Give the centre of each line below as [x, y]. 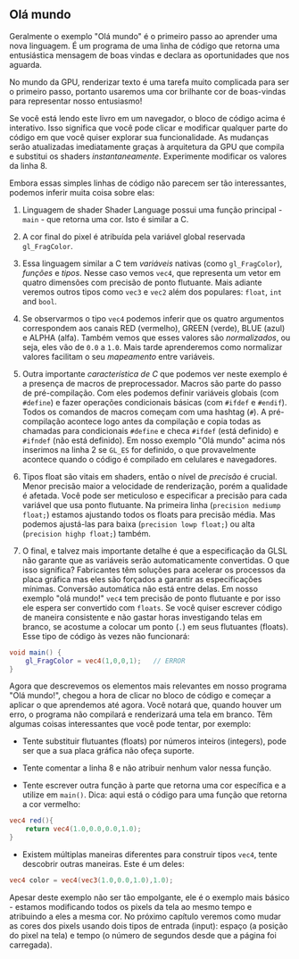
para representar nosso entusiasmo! [76, 101]
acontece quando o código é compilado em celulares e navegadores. [149, 459]
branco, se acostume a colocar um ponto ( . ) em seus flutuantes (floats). [155, 626]
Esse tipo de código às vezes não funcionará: [106, 636]
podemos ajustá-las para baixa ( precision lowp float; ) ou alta [139, 524]
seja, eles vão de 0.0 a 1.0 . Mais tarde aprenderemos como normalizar [152, 346]
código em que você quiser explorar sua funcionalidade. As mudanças [139, 137]
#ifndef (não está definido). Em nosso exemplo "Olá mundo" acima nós [154, 440]
